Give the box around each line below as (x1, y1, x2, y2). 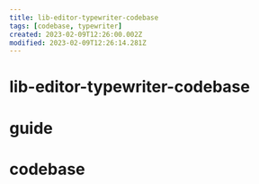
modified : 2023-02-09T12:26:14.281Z (9, 38, 147, 48)
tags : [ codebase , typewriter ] (9, 22, 123, 31)
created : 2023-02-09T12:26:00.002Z (9, 30, 143, 39)
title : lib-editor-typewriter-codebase (9, 13, 159, 22)
